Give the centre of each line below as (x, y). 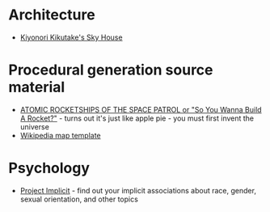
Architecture (52, 15)
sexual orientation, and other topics (79, 199)
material (37, 87)
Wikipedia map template (60, 135)
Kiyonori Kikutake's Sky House (71, 37)
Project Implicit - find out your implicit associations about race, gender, (138, 190)
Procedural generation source (111, 70)
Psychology (49, 168)
